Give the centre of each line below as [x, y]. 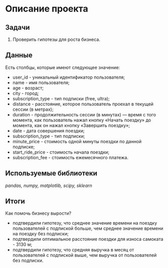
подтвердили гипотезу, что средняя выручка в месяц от [73, 250]
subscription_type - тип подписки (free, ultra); [61, 98]
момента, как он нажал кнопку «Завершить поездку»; [71, 125]
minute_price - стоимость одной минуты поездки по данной [77, 141]
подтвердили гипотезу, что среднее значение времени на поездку [85, 223]
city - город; [26, 93]
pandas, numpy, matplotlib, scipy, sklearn [49, 185]
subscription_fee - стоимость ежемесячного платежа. [70, 157]
